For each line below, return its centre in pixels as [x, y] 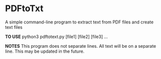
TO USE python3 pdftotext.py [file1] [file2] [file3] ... [56, 37]
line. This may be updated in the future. [45, 51]
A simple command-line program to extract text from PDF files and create [79, 22]
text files [14, 27]
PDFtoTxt [24, 9]
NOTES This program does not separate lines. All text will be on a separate [80, 46]
